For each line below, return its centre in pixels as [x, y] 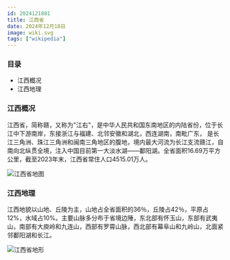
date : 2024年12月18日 [36, 26]
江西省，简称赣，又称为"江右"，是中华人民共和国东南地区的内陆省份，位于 [112, 125]
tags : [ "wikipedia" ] [37, 39]
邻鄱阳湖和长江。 [31, 235]
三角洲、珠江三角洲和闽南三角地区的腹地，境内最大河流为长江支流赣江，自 [118, 142]
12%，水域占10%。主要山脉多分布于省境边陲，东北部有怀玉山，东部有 [106, 218]
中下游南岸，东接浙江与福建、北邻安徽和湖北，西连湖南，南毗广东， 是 [113, 133]
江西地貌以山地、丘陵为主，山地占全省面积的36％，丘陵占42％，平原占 [108, 209]
